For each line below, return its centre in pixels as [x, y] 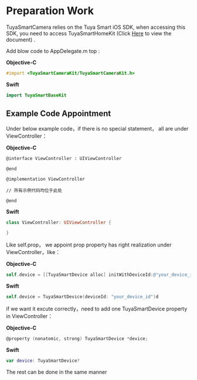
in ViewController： [30, 316]
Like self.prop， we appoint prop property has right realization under [89, 245]
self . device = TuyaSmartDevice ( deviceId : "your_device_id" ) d [82, 297]
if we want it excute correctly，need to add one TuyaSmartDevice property [97, 309]
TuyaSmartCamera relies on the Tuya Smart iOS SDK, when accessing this [96, 27]
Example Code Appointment [59, 114]
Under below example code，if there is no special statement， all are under [97, 128]
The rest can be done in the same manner [57, 372]
